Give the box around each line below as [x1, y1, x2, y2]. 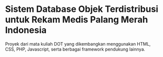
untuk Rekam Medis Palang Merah [5, 14, 148, 25]
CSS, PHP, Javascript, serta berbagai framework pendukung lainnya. [5, 46, 146, 52]
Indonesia [5, 25, 47, 36]
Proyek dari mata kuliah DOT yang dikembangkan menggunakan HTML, [5, 41, 151, 47]
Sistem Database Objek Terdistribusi [5, 3, 159, 15]
